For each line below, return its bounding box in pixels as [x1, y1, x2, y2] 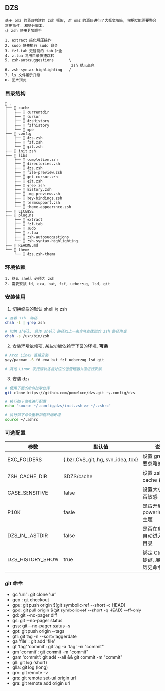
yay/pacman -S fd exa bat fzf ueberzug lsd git [5, 358, 105, 363]
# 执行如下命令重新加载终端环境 [5, 412, 61, 418]
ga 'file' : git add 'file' [12, 638, 55, 644]
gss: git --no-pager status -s [12, 623, 71, 629]
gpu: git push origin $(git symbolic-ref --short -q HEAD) [12, 602, 126, 608]
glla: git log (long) [12, 664, 48, 670]
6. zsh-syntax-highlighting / [5, 67, 71, 72]
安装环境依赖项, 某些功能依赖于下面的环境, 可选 [12, 343, 108, 349]
